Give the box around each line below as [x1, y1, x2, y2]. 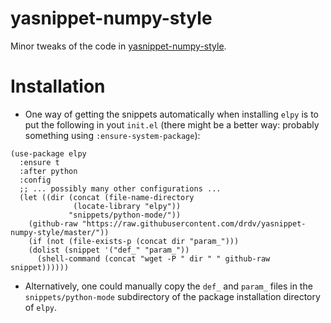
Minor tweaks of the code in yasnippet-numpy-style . [10, 40, 227, 52]
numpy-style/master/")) [10, 227, 110, 237]
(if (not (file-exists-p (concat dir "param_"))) [28, 236, 240, 246]
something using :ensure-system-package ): [24, 129, 201, 141]
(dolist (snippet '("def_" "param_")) [28, 245, 190, 255]
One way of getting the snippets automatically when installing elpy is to [24, 108, 319, 120]
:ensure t [19, 157, 60, 167]
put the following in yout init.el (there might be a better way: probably [24, 118, 320, 131]
